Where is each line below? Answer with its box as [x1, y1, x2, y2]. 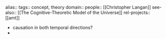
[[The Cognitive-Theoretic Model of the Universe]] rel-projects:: [17, 9, 151, 15]
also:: [5, 9, 17, 15]
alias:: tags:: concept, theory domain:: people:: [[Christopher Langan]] [5, 4, 151, 10]
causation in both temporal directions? [12, 24, 93, 30]
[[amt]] [5, 15, 20, 20]
